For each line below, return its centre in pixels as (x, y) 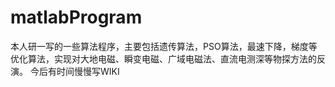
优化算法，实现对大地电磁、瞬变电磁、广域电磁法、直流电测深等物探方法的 (163, 58)
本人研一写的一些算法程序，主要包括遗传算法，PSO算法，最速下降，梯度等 (164, 46)
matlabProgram (76, 17)
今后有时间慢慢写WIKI (74, 71)
